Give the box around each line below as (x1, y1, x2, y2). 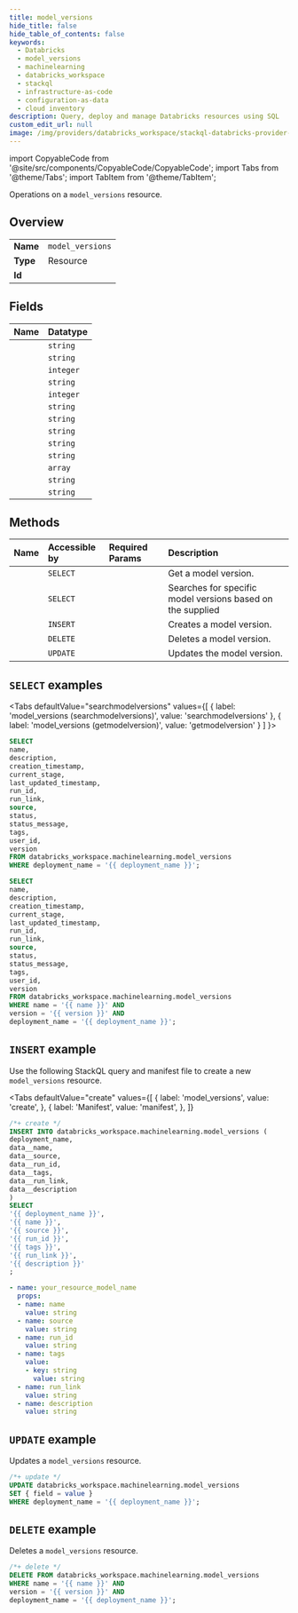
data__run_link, (9, 1176, 69, 1186)
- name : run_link (17, 1382, 82, 1391)
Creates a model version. (168, 618, 272, 631)
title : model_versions (9, 12, 93, 22)
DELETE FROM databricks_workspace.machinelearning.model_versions (9, 1571, 260, 1580)
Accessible (47, 541, 96, 553)
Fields (9, 299, 44, 314)
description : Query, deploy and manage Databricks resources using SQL (9, 112, 279, 121)
